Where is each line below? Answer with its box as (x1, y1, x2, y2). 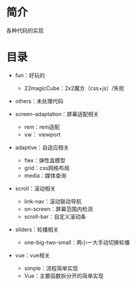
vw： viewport (24, 131, 61, 138)
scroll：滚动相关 (15, 185, 56, 192)
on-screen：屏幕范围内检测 (24, 205, 93, 213)
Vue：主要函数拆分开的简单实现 (24, 272, 104, 280)
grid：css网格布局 (24, 164, 70, 171)
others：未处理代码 (15, 97, 64, 105)
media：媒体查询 (24, 171, 67, 179)
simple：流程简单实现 (24, 264, 78, 272)
